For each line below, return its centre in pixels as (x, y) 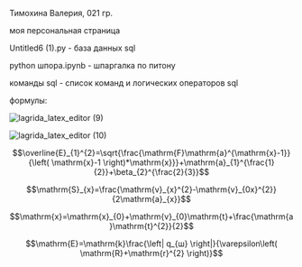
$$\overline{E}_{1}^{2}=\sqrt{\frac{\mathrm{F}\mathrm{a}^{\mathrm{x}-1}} (151, 153)
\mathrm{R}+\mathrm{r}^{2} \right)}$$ (151, 253)
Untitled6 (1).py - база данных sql (73, 48)
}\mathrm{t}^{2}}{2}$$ (151, 226)
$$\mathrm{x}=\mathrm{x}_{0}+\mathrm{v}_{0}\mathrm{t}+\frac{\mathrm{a (151, 216)
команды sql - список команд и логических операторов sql (124, 83)
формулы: (28, 100)
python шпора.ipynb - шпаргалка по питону (92, 65)
